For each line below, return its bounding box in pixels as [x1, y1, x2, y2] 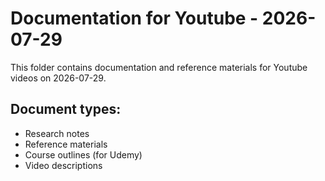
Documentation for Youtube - [10, 7, 259, 30]
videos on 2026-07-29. [10, 72, 107, 84]
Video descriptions [24, 159, 103, 171]
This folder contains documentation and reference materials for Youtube [10, 61, 308, 73]
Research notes [24, 127, 90, 139]
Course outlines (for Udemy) [24, 148, 143, 161]
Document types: [10, 101, 122, 118]
